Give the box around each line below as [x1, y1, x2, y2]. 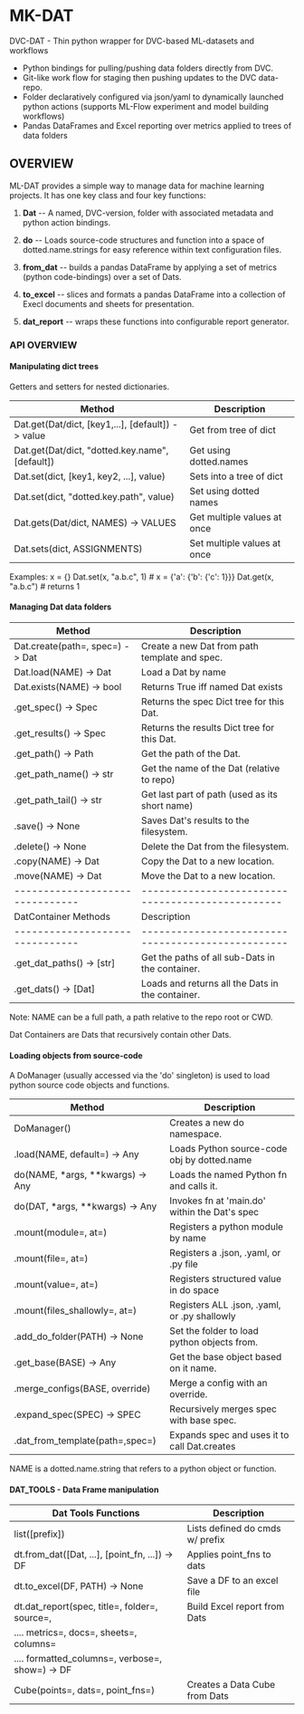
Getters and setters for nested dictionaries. [9, 381, 170, 392]
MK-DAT [9, 5, 74, 26]
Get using [189, 444, 231, 456]
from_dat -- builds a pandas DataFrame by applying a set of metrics [22, 262, 278, 273]
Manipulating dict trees [9, 361, 100, 372]
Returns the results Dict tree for [141, 722, 275, 734]
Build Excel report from [186, 1600, 285, 1613]
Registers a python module [169, 1221, 283, 1233]
